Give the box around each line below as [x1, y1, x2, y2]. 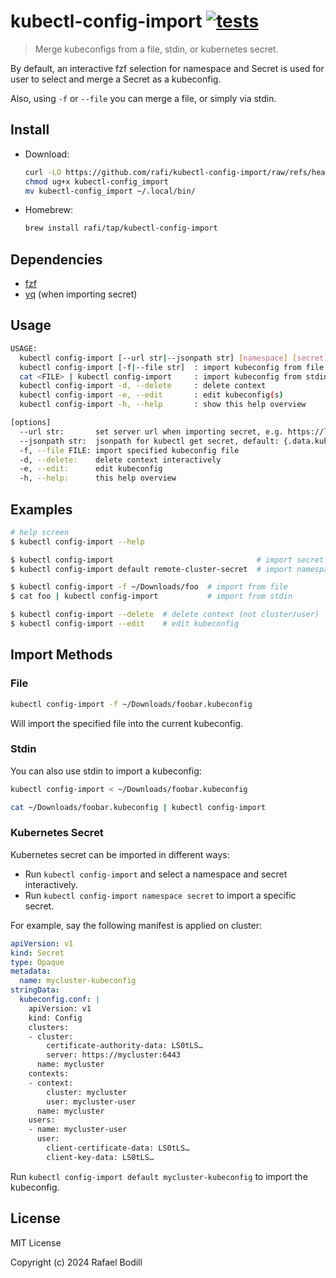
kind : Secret [10, 948, 65, 958]
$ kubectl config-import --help [10, 536, 145, 547]
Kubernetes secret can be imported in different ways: [10, 848, 230, 860]
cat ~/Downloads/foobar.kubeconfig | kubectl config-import [10, 802, 267, 812]
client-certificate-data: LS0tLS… [46, 1143, 190, 1154]
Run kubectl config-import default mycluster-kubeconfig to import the [10, 1170, 308, 1182]
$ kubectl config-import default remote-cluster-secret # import [10, 564, 293, 574]
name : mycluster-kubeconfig [19, 976, 137, 986]
